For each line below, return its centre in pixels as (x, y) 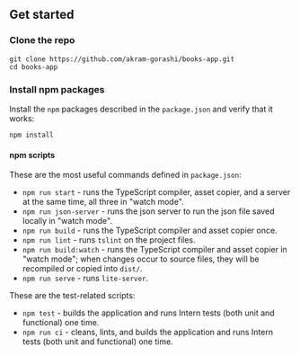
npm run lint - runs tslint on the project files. (109, 240)
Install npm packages (57, 89)
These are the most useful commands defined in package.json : (125, 175)
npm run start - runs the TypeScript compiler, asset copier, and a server (156, 192)
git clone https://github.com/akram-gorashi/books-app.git (122, 59)
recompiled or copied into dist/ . (82, 269)
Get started (42, 15)
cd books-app (34, 67)
